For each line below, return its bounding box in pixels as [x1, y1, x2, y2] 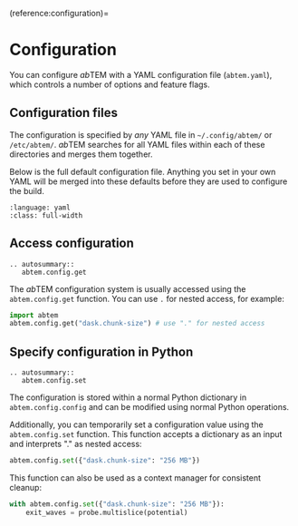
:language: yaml [9, 203, 71, 212]
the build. [9, 185, 45, 196]
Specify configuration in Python [9, 344, 194, 359]
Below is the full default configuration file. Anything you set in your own [9, 166, 276, 177]
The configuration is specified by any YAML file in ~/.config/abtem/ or [9, 129, 273, 140]
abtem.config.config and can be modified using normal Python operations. [9, 402, 290, 413]
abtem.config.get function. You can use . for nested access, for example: [9, 293, 285, 304]
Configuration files [9, 105, 118, 121]
